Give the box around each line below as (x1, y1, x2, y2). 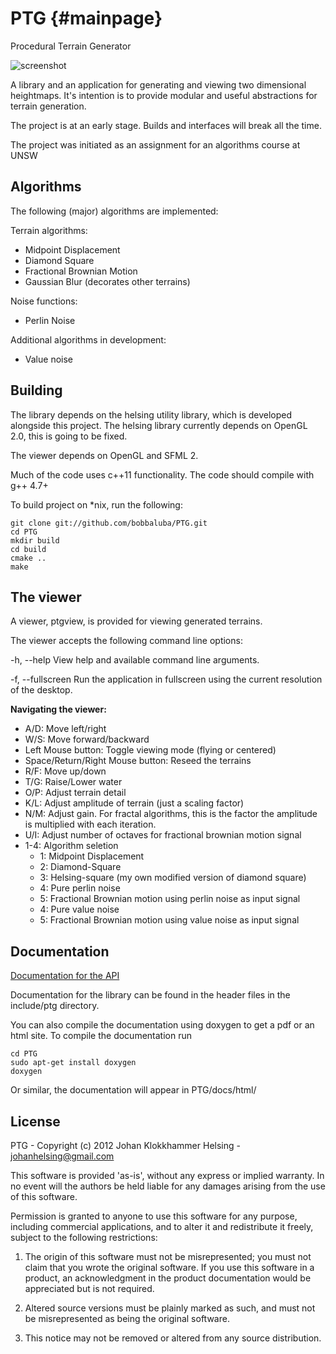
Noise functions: (10, 295, 78, 307)
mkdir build (10, 535, 60, 546)
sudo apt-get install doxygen (10, 1058, 137, 1068)
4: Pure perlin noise (39, 882, 121, 894)
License (10, 1113, 61, 1130)
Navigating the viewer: (10, 703, 107, 716)
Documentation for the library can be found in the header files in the (10, 989, 291, 1001)
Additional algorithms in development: (10, 333, 167, 346)
